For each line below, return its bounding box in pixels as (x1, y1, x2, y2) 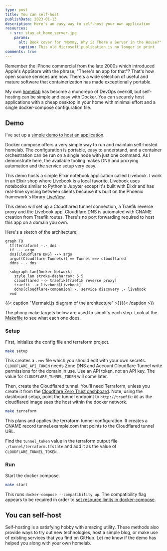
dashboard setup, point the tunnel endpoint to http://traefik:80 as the (5, 394, 153, 400)
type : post (5, 7, 28, 12)
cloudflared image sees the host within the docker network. (5, 399, 128, 405)
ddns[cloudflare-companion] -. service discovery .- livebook (14, 287, 146, 292)
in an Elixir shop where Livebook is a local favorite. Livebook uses (5, 178, 140, 184)
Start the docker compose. (5, 473, 60, 479)
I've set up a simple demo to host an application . (5, 132, 105, 138)
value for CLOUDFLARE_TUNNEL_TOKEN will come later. (5, 373, 108, 380)
